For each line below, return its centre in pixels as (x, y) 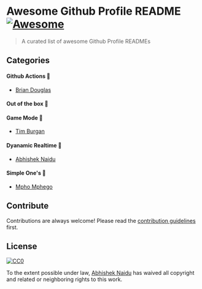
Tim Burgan (30, 131)
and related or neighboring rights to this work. (64, 279)
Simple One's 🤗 (26, 173)
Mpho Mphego (34, 186)
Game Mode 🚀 (25, 118)
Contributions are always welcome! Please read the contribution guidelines (101, 220)
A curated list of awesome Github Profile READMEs (86, 41)
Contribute (28, 206)
